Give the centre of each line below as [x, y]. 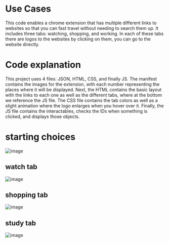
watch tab [22, 167]
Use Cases [28, 9]
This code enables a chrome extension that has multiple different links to [81, 23]
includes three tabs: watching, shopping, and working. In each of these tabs [85, 33]
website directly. [22, 44]
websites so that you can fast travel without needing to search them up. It [82, 28]
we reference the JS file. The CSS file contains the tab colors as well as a [81, 100]
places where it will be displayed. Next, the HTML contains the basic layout [83, 90]
